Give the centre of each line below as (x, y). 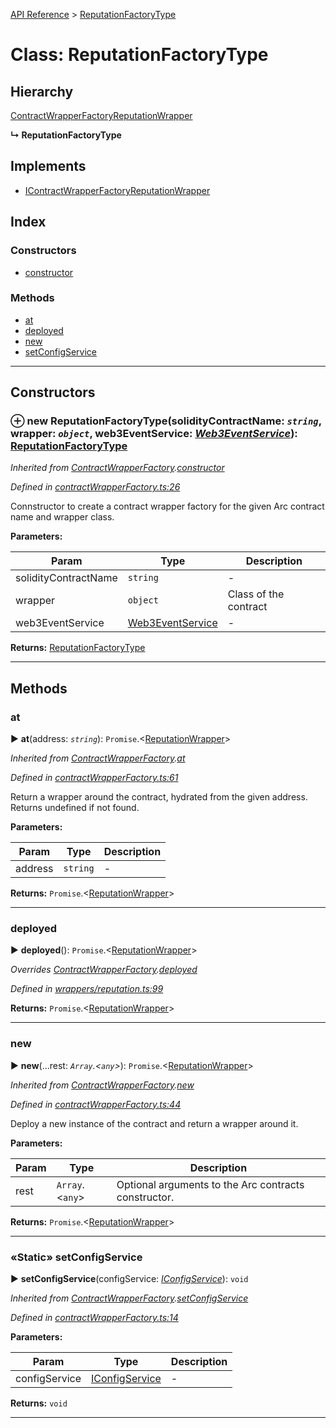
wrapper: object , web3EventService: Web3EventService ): (154, 434)
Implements (48, 166)
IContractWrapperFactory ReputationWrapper (117, 190)
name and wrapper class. (62, 517)
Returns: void (39, 1403)
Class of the (256, 594)
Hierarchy (42, 91)
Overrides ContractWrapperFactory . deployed (104, 970)
